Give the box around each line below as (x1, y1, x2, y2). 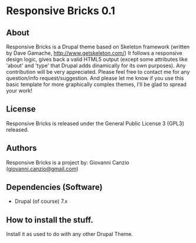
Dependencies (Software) (6, 182, 103, 192)
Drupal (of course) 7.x (14, 198, 68, 205)
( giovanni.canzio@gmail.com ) (6, 165, 79, 172)
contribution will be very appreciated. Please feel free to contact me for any (6, 68, 190, 75)
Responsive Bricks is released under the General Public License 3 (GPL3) (6, 120, 185, 127)
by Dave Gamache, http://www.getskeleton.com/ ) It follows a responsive (6, 50, 182, 57)
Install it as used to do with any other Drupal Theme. (6, 231, 133, 238)
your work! (6, 87, 32, 94)
